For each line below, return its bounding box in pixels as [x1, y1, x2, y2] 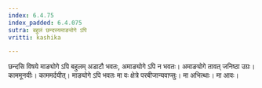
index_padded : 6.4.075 [8, 19, 82, 27]
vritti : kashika [8, 33, 61, 42]
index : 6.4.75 [8, 11, 55, 20]
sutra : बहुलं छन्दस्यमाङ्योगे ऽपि [8, 26, 87, 34]
